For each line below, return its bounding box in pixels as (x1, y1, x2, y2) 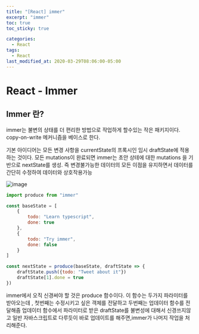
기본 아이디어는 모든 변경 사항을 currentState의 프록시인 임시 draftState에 (6, 146, 179, 153)
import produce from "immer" (6, 192, 79, 198)
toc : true (6, 20, 31, 26)
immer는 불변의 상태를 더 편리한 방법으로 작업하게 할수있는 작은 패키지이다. (6, 126, 181, 133)
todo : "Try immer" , (27, 236, 76, 242)
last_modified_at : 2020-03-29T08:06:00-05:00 (6, 58, 121, 64)
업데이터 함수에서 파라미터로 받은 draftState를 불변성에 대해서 (21, 307, 166, 314)
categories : (6, 36, 36, 42)
